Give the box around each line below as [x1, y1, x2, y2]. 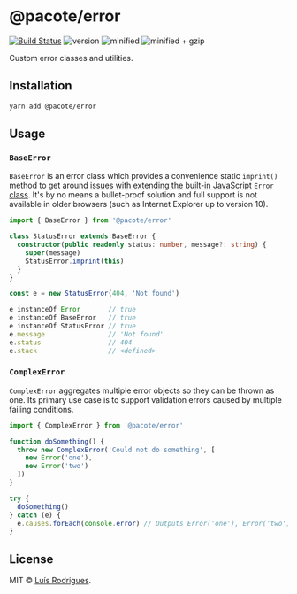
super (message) [25, 248, 81, 258]
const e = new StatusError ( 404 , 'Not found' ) [9, 289, 179, 298]
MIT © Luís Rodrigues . [9, 575, 92, 586]
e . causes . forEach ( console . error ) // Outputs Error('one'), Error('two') [17, 519, 291, 528]
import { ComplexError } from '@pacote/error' [9, 420, 184, 430]
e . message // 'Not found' [9, 329, 164, 338]
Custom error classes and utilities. [9, 52, 133, 63]
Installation [9, 78, 72, 94]
